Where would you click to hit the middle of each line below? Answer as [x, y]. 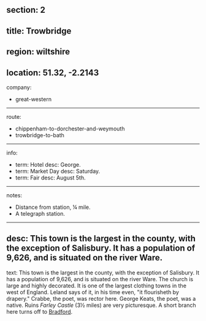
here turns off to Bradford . [40, 311]
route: [14, 116]
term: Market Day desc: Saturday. [58, 171]
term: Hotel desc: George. [48, 164]
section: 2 [26, 10]
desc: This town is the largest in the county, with [101, 239]
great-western [33, 99]
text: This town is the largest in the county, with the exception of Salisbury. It [103, 273]
